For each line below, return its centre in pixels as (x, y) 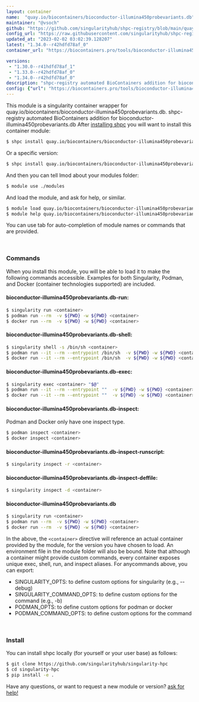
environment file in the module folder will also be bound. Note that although (98, 551)
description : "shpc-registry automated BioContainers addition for (91, 83)
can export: (20, 570)
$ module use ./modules (36, 186)
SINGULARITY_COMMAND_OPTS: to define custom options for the (96, 595)
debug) (24, 588)
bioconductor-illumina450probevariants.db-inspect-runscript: (85, 451)
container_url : (25, 50)
